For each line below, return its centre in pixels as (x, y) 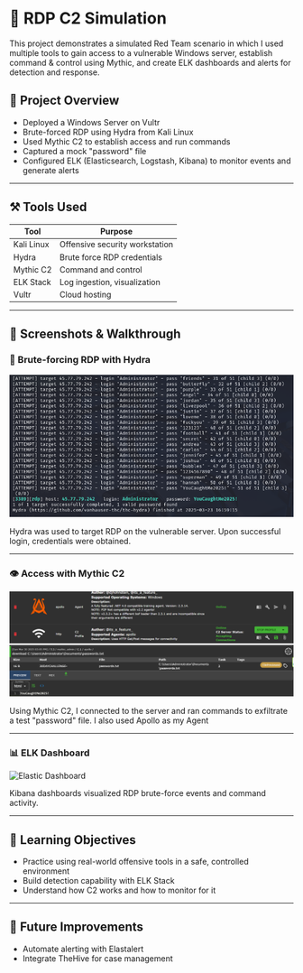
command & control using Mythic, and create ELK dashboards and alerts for (150, 62)
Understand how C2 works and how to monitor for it (119, 890)
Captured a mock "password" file (84, 151)
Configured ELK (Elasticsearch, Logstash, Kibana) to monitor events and (156, 161)
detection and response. (55, 72)
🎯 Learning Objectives (73, 840)
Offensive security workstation (117, 245)
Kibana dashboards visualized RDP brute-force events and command (138, 793)
